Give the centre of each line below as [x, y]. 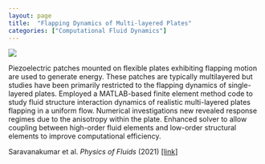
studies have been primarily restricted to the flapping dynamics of [117, 86]
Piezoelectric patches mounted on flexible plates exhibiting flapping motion [133, 68]
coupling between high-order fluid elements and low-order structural [122, 128]
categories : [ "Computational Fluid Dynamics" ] [88, 30]
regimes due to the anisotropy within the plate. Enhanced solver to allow [128, 119]
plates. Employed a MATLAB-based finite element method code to [144, 94]
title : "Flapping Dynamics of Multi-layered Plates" [100, 23]
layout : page [30, 16]
